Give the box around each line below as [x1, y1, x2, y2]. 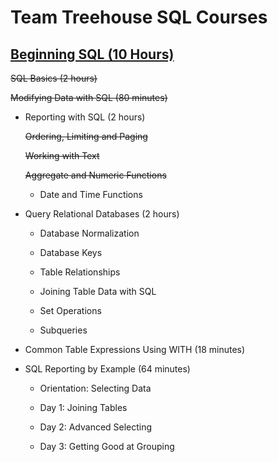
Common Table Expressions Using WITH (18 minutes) [24, 344, 246, 355]
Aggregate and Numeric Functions [24, 169, 167, 181]
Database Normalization [39, 227, 140, 239]
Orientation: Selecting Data [39, 382, 152, 394]
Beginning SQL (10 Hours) [10, 46, 175, 63]
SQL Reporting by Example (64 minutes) [24, 363, 191, 375]
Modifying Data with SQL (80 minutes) [10, 92, 168, 103]
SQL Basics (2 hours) [10, 72, 98, 84]
